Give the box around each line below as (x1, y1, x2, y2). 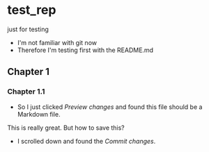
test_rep (7, 2, 56, 18)
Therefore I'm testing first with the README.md (17, 46, 154, 54)
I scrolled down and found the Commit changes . (17, 137, 156, 145)
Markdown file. (17, 110, 61, 118)
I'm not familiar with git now (17, 38, 98, 47)
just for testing (7, 25, 49, 33)
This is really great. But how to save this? (7, 124, 125, 132)
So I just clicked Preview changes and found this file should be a (17, 103, 203, 111)
